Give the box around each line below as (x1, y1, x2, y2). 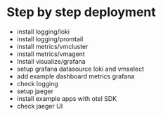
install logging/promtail (16, 34, 84, 43)
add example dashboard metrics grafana (16, 71, 135, 81)
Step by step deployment (6, 4, 156, 20)
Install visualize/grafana (16, 57, 86, 65)
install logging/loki (16, 27, 70, 36)
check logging (16, 79, 59, 88)
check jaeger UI (16, 102, 63, 110)
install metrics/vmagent (16, 50, 85, 58)
